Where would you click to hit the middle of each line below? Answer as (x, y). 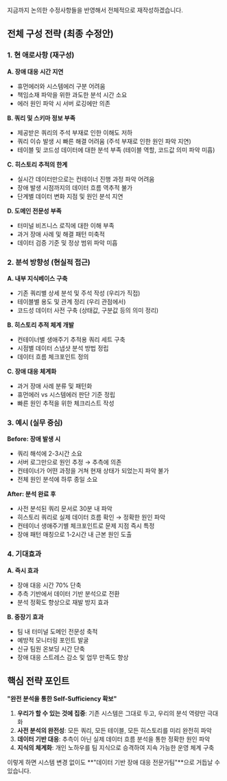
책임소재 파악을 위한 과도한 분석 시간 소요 (72, 94)
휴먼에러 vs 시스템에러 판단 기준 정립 (66, 394)
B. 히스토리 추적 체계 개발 (40, 325)
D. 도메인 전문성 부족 (34, 211)
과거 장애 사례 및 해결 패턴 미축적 (61, 234)
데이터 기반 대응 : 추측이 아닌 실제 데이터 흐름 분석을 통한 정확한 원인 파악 (113, 739)
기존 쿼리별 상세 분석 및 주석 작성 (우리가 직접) (79, 293)
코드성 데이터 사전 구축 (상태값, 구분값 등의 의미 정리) (88, 310)
